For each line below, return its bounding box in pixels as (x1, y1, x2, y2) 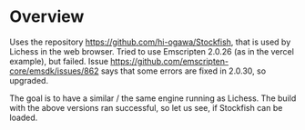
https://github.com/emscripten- (110, 55, 229, 66)
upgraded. (9, 75, 48, 85)
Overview (9, 6, 85, 27)
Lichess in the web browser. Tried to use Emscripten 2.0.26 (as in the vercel (9, 45, 294, 56)
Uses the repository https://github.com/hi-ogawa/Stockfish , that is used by (9, 36, 291, 47)
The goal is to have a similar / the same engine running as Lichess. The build (9, 93, 297, 104)
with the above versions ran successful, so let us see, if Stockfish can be (9, 102, 283, 113)
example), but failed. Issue (9, 55, 109, 66)
